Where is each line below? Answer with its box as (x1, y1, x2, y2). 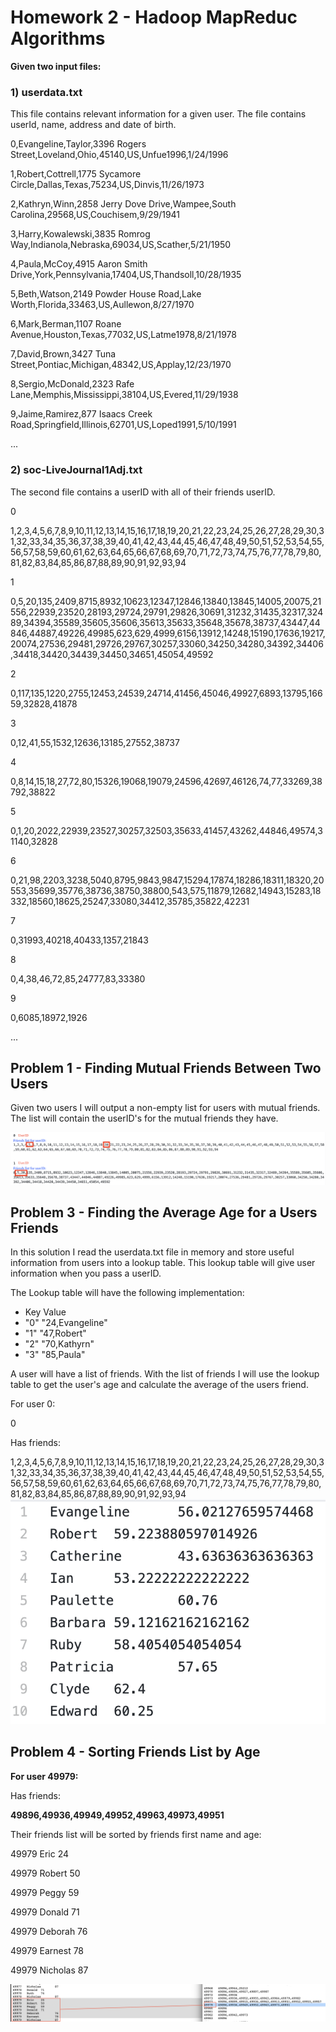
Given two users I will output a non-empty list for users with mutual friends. (10, 1102, 321, 1114)
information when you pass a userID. (10, 1267, 162, 1280)
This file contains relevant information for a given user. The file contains (10, 108, 307, 120)
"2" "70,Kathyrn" (24, 1338, 95, 1350)
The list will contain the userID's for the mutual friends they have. (10, 1112, 279, 1125)
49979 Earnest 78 (10, 1944, 85, 1956)
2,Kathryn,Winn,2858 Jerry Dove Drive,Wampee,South (10, 198, 237, 210)
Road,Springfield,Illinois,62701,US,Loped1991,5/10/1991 (10, 419, 237, 431)
